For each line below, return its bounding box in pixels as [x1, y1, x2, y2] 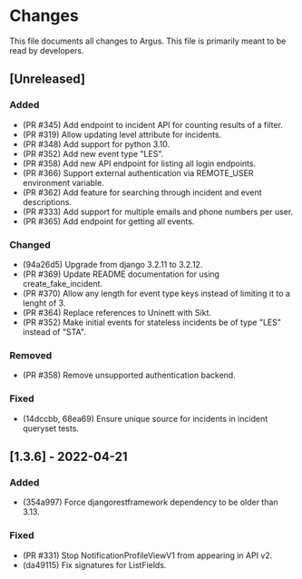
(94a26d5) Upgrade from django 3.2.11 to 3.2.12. [22, 259, 203, 270]
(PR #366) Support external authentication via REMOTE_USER [22, 167, 254, 178]
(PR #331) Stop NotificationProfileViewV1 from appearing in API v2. [22, 550, 273, 561]
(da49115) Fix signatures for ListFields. [22, 559, 167, 570]
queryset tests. [22, 423, 80, 434]
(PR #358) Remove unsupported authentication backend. [22, 369, 236, 381]
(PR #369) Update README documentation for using [22, 269, 220, 280]
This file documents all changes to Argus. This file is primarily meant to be [9, 35, 287, 46]
